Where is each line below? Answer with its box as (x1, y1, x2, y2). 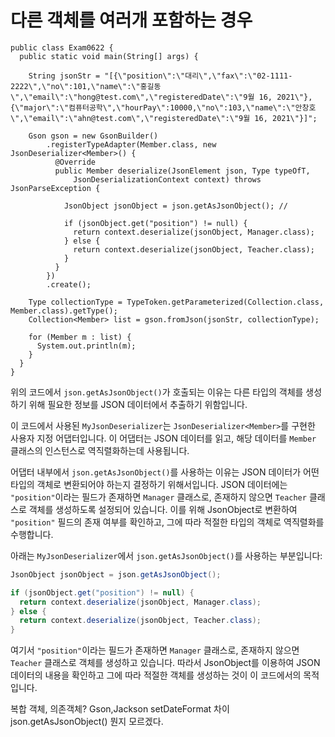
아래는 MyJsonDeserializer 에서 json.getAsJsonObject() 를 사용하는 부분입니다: (10, 549, 323, 561)
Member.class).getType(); (10, 306, 118, 316)
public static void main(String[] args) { (19, 51, 199, 61)
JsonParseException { (10, 183, 101, 193)
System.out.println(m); (36, 341, 137, 351)
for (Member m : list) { (28, 332, 132, 342)
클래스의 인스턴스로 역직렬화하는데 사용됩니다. (10, 444, 190, 456)
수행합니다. (10, 528, 54, 540)
